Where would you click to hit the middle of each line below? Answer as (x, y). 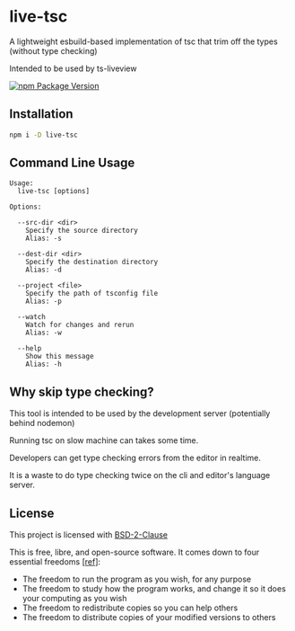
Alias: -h (44, 364)
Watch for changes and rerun (80, 325)
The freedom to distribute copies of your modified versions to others (149, 618)
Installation (41, 114)
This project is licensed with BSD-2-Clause (89, 535)
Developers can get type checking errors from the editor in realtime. (135, 458)
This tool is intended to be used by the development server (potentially (140, 413)
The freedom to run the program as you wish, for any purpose (137, 579)
